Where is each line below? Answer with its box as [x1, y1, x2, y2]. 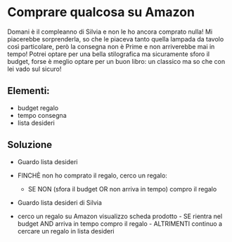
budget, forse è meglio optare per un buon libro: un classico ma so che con [7, 57, 226, 65]
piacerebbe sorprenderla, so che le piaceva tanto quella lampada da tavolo [7, 34, 224, 43]
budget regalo [17, 103, 58, 112]
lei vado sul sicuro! [7, 65, 62, 73]
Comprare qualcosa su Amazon [7, 4, 195, 20]
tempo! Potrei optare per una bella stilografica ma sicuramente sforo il [7, 50, 210, 58]
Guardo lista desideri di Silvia [17, 198, 102, 207]
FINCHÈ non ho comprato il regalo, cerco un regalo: [17, 171, 167, 180]
